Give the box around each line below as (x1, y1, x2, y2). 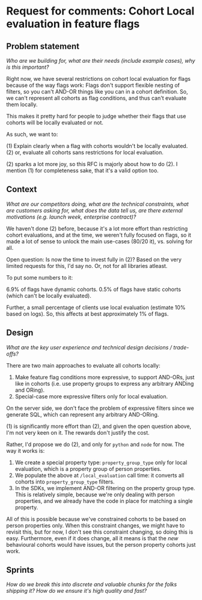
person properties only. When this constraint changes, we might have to (6, 522, 185, 529)
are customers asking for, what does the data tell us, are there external (6, 206, 183, 214)
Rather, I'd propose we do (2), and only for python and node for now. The (6, 441, 185, 448)
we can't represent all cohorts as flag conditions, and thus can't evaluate (6, 95, 187, 101)
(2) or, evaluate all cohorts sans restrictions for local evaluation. (6, 149, 164, 156)
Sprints (6, 565, 34, 575)
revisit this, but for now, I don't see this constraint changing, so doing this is (6, 528, 194, 535)
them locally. (6, 101, 38, 108)
